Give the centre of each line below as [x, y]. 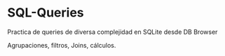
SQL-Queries [46, 13]
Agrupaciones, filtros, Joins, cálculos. [62, 45]
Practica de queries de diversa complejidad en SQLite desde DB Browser [112, 32]
